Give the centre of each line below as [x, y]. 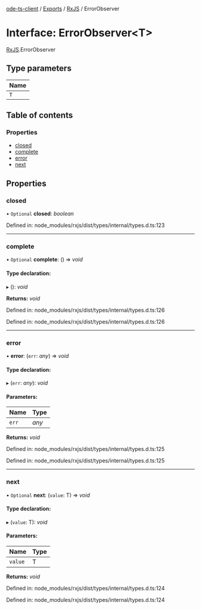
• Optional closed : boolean [40, 214]
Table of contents [39, 116]
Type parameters [39, 68]
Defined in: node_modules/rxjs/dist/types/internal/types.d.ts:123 [86, 225]
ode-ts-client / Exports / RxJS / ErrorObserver [63, 9]
